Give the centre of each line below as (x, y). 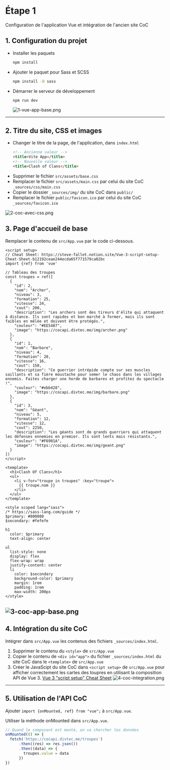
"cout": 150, (28, 365)
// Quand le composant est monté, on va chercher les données (72, 730)
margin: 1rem (28, 583)
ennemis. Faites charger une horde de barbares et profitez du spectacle (85, 379)
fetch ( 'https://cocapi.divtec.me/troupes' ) (56, 739)
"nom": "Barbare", (34, 348)
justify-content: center (36, 565)
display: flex (25, 556)
